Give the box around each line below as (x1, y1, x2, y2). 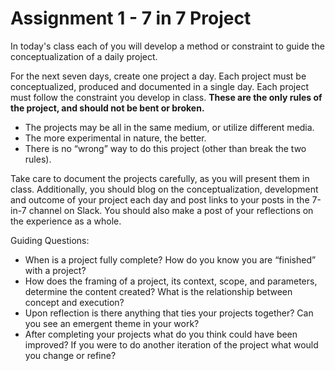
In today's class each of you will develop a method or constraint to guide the (10, 40, 325, 52)
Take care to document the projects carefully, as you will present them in (10, 172, 310, 184)
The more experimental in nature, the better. (24, 132, 207, 144)
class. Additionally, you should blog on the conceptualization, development (10, 183, 319, 195)
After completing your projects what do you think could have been (24, 328, 298, 340)
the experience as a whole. (10, 215, 122, 227)
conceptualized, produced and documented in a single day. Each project (10, 80, 309, 92)
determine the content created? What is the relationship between (24, 285, 293, 297)
